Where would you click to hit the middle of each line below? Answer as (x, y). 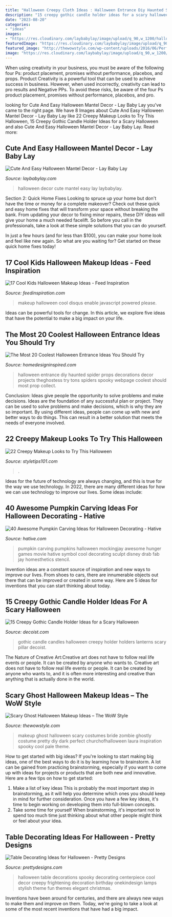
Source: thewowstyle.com (33, 726)
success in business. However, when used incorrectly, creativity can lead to (85, 84)
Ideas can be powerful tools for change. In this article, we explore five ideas (85, 313)
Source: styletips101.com (31, 461)
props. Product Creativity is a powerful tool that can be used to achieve (80, 79)
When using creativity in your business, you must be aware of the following (85, 68)
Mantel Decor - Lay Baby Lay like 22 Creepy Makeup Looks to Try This (80, 115)
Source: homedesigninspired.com (41, 364)
